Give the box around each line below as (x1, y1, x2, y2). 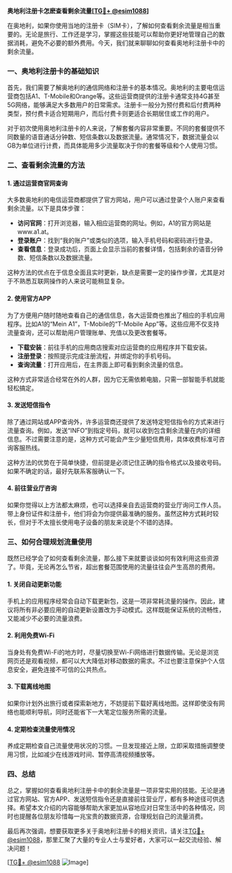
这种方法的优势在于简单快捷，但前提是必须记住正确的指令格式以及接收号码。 (7, 458, 225, 466)
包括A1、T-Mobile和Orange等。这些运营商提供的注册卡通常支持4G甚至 (19, 92, 220, 100)
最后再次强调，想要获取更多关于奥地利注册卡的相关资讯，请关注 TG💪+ (7, 827, 205, 836)
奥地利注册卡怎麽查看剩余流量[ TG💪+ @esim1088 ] (7, 7, 150, 15)
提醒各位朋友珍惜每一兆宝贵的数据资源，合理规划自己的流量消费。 (19, 812, 207, 820)
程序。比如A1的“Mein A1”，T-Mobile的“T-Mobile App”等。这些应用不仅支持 (7, 319, 220, 328)
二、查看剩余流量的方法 (7, 161, 85, 170)
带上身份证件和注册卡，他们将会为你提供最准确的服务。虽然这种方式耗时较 (7, 509, 219, 518)
